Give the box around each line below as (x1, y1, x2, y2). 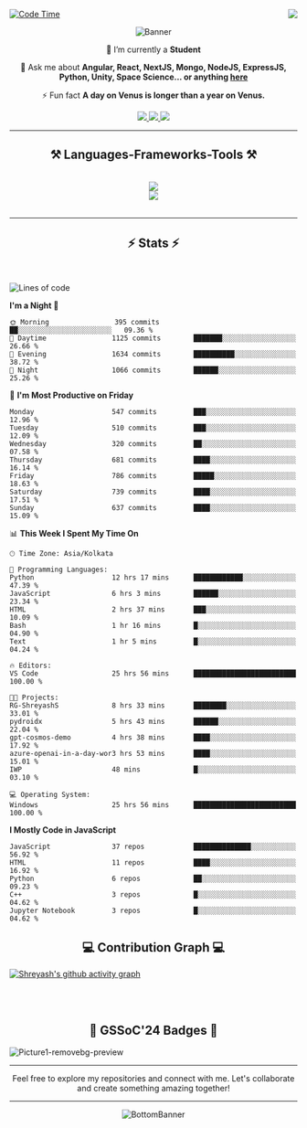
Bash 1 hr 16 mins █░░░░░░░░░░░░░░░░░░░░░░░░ (9, 621, 297, 630)
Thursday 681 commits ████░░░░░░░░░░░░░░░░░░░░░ (9, 455, 297, 464)
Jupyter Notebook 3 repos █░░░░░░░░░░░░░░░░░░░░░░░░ (9, 906, 297, 915)
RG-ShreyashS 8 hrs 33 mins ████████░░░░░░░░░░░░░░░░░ (9, 700, 297, 710)
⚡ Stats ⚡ (127, 236, 180, 251)
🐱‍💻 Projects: (9, 693, 59, 702)
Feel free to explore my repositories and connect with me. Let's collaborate (12, 1073, 295, 1084)
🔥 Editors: (9, 661, 52, 670)
